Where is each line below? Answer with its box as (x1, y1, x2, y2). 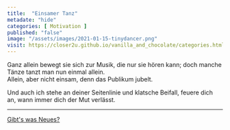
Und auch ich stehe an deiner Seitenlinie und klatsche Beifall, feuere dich (7, 88, 214, 96)
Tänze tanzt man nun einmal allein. (7, 68, 105, 76)
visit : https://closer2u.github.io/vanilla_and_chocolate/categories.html (7, 42, 225, 49)
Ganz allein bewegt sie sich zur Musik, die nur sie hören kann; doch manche (7, 61, 222, 68)
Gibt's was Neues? (7, 116, 60, 123)
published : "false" (7, 29, 63, 36)
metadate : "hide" (7, 16, 57, 23)
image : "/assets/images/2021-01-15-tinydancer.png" (7, 36, 157, 42)
